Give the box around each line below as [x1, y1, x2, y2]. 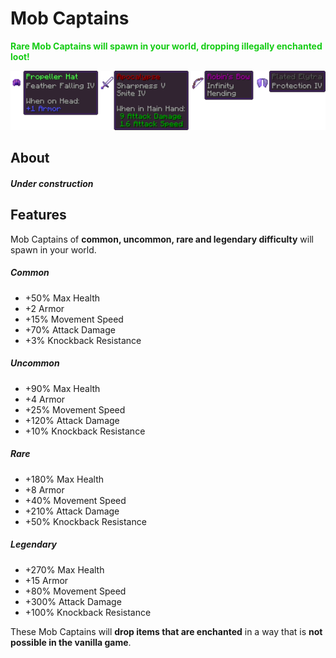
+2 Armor [24, 302, 65, 314]
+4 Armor [24, 393, 66, 405]
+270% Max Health [24, 563, 105, 576]
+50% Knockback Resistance [24, 515, 147, 527]
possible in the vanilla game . [10, 636, 132, 648]
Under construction [10, 177, 94, 189]
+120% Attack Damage [24, 414, 120, 426]
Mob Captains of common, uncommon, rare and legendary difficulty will [10, 233, 314, 245]
